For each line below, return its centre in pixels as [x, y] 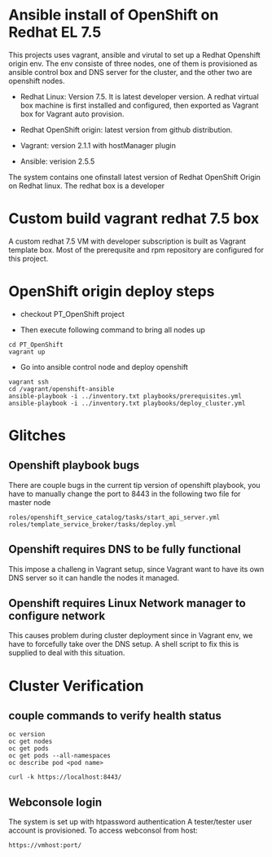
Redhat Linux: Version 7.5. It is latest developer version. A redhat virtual [139, 96]
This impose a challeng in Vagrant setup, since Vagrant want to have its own [136, 569]
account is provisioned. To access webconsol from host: [103, 831]
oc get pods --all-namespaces [60, 756]
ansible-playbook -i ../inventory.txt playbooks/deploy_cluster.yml [127, 403]
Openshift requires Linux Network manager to [127, 603]
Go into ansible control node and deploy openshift [104, 367]
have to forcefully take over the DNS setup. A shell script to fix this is [124, 644]
